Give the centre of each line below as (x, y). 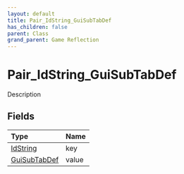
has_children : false (38, 27)
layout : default (31, 14)
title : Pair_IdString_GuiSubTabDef (60, 20)
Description (24, 94)
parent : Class (28, 33)
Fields (21, 117)
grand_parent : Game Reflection (53, 40)
